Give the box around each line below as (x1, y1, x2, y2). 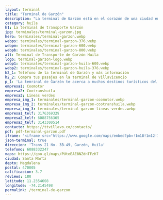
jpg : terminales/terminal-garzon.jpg (5, 30, 81, 34)
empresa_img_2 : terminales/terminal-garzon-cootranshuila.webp (5, 102, 136, 107)
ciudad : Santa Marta (5, 156, 47, 161)
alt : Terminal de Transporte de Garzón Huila (5, 52, 98, 57)
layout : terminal (5, 7, 40, 12)
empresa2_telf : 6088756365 (5, 115, 60, 120)
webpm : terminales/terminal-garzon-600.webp (5, 43, 97, 48)
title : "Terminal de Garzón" (5, 12, 64, 17)
